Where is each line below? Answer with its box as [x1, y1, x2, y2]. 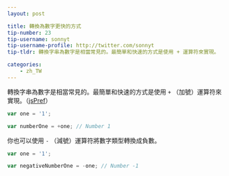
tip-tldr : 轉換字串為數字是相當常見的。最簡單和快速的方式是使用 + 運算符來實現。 [7, 49, 220, 56]
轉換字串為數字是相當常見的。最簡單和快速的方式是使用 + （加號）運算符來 [7, 88, 222, 96]
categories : [7, 61, 42, 68]
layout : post [7, 10, 45, 17]
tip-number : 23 [7, 29, 52, 36]
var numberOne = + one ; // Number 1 [7, 122, 111, 129]
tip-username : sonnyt [7, 35, 71, 42]
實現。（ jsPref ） [7, 96, 52, 104]
